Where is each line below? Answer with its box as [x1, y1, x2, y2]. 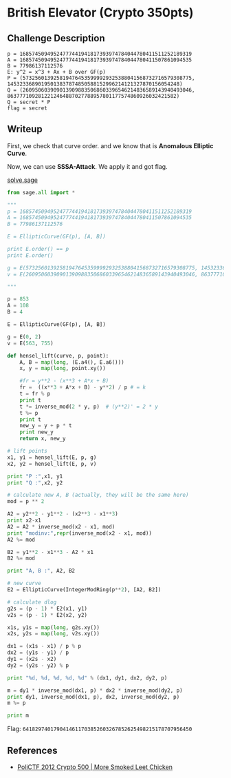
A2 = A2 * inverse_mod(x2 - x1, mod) [7, 523, 115, 530]
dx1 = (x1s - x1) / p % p [7, 643, 81, 650]
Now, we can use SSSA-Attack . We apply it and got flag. [7, 162, 168, 170]
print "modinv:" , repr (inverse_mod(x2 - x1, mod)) [7, 529, 153, 537]
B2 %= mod [7, 555, 36, 562]
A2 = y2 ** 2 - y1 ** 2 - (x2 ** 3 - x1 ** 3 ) [7, 511, 118, 518]
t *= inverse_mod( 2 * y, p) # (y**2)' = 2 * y [19, 403, 158, 410]
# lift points [7, 448, 48, 455]
